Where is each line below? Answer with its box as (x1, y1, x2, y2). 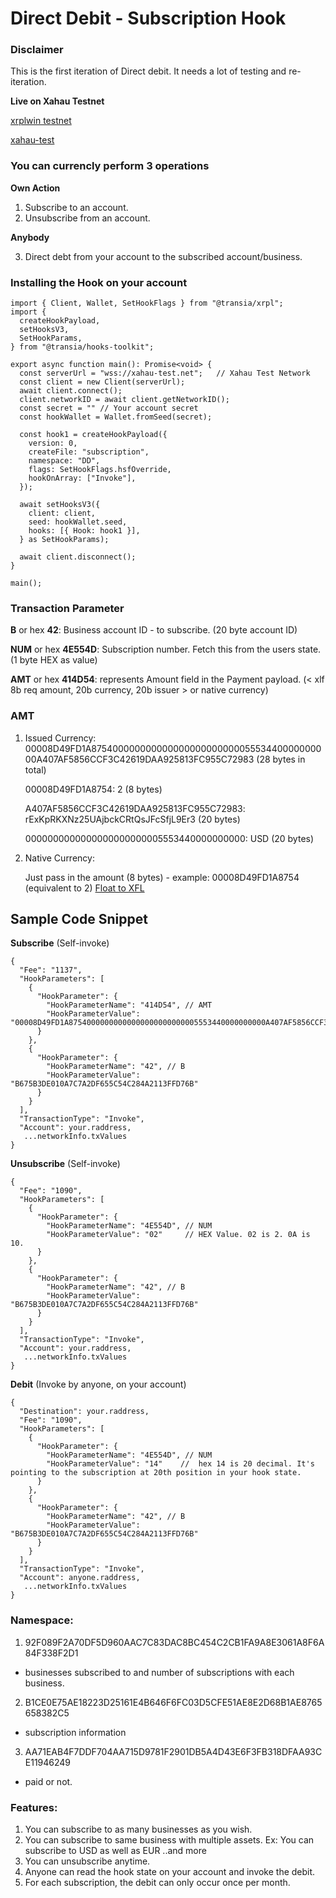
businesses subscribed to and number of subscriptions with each (24, 1666, 295, 1678)
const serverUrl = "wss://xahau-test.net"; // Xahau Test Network (19, 368, 311, 379)
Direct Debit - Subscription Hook (10, 7, 287, 30)
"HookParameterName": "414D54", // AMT (46, 1000, 213, 1011)
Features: (10, 1800, 58, 1814)
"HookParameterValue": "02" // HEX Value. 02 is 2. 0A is (46, 1230, 311, 1240)
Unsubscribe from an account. (24, 212, 151, 224)
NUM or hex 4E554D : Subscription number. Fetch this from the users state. (10, 643, 322, 656)
